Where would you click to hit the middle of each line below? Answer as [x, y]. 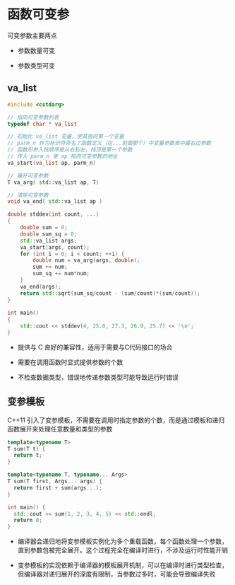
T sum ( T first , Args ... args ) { [55, 482]
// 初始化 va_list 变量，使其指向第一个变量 [66, 137]
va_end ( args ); [41, 286]
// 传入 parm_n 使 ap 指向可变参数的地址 [63, 156]
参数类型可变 [36, 65]
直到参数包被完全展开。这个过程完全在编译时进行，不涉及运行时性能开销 [122, 550]
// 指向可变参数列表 [33, 117]
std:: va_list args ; [49, 241]
